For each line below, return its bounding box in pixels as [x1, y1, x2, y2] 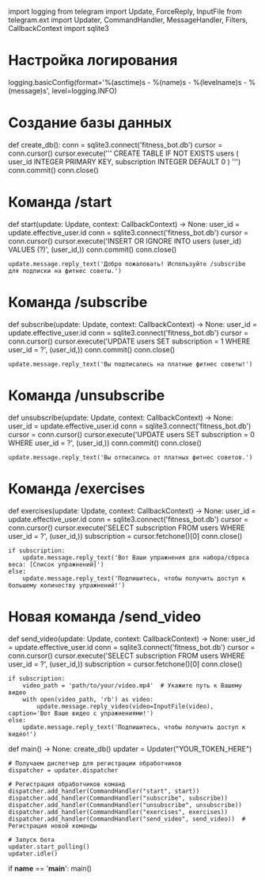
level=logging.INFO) [51, 86, 117, 95]
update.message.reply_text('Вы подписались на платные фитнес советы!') [8, 360, 253, 368]
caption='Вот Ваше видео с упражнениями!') [8, 709, 154, 717]
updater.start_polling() [8, 843, 90, 851]
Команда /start [8, 194, 112, 211]
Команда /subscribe [8, 294, 148, 311]
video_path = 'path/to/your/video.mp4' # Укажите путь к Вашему [22, 682, 243, 690]
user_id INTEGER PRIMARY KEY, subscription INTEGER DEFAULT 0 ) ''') [8, 156, 241, 166]
